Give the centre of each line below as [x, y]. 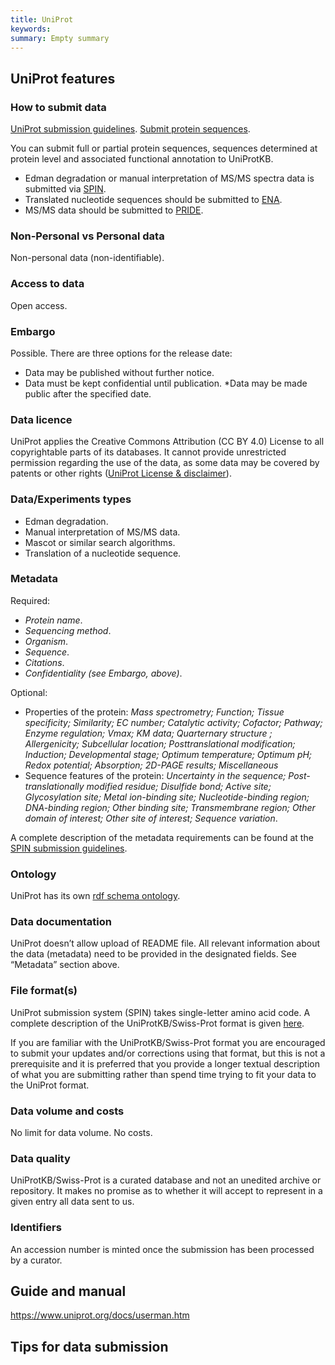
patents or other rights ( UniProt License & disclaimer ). [121, 473]
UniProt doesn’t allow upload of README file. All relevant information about [165, 943]
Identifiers [36, 1228]
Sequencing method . [68, 630]
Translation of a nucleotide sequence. [103, 553]
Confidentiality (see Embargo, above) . [103, 673]
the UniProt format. [50, 1085]
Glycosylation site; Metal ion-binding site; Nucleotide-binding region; [167, 797]
